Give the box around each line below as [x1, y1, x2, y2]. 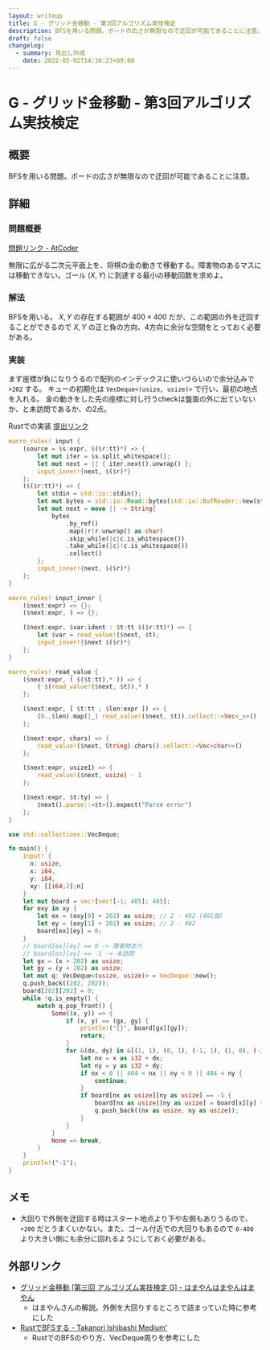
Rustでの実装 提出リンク [8, 422, 89, 431]
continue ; [94, 1076, 128, 1085]
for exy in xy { [22, 904, 78, 913]
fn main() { [8, 845, 48, 853]
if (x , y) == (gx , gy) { [65, 1017, 149, 1025]
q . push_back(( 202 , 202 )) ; [22, 979, 110, 988]
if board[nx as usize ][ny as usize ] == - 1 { [80, 1092, 232, 1100]
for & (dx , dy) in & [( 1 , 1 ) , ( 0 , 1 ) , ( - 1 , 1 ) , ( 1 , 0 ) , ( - [65, 1047, 261, 1055]
